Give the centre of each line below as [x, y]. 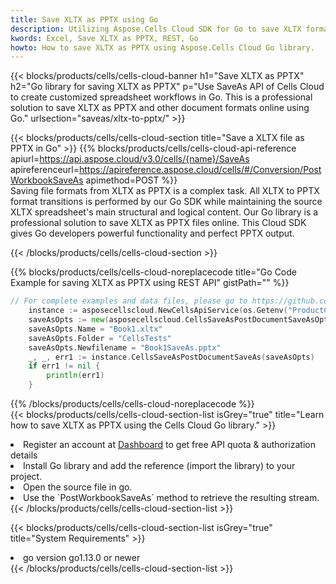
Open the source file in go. [78, 487]
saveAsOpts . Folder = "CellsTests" [100, 338]
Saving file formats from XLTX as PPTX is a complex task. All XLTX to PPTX [165, 191]
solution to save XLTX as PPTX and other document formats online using [160, 108]
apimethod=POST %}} [131, 180]
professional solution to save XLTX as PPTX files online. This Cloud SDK [158, 223]
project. [26, 476]
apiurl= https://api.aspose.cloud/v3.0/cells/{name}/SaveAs [130, 159]
